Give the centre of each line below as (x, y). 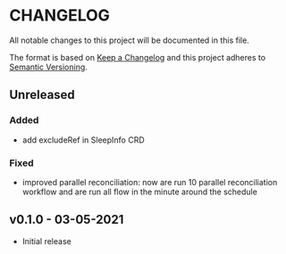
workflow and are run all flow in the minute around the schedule (139, 192)
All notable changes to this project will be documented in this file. (130, 40)
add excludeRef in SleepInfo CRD (83, 140)
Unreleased (42, 95)
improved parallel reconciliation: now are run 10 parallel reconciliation (150, 182)
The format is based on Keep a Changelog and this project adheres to (138, 57)
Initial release (46, 241)
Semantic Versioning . (48, 67)
